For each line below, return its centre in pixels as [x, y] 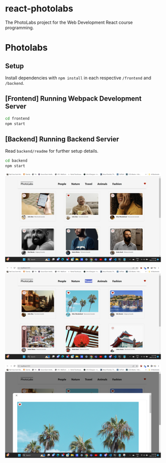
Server [16, 106]
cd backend [16, 161]
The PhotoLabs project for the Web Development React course [69, 22]
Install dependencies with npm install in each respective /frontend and [78, 78]
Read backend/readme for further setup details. [52, 151]
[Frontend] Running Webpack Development [73, 99]
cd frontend [17, 118]
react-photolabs [39, 9]
